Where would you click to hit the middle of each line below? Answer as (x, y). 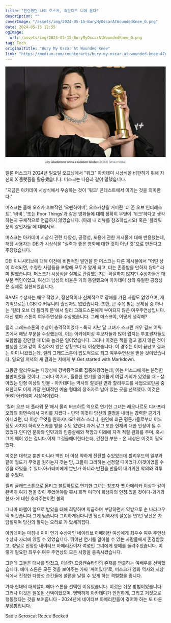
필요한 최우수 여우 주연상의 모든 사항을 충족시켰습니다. (68, 552)
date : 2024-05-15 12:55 (31, 27)
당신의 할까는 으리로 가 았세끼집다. (57, 522)
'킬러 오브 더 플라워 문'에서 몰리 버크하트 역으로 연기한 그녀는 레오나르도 (77, 406)
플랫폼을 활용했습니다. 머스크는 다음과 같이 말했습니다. (73, 179)
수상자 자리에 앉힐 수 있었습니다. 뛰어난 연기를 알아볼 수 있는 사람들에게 (76, 539)
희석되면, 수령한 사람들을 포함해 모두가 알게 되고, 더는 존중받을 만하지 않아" (85, 267)
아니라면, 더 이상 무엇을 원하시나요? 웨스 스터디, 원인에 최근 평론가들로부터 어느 (84, 419)
